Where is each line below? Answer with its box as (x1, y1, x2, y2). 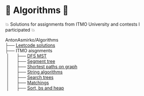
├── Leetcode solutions (5, 42, 55, 48)
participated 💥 (5, 27, 35, 33)
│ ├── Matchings (6, 79, 49, 85)
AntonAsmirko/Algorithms (5, 37, 59, 43)
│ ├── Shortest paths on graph (6, 63, 78, 69)
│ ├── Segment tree (6, 58, 55, 64)
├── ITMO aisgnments (5, 47, 53, 53)
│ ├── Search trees (6, 74, 54, 80)
